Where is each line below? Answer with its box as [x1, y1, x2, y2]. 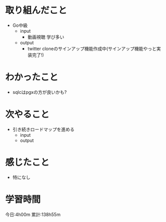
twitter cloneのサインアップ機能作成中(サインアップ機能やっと [27, 45, 157, 51]
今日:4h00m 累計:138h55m [5, 211, 61, 217]
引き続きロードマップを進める [12, 126, 74, 132]
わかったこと [5, 72, 59, 83]
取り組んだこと [5, 5, 67, 16]
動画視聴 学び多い [27, 34, 64, 40]
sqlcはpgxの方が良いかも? [12, 89, 67, 95]
